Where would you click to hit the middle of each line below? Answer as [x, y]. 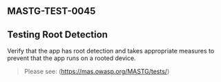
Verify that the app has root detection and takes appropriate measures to [111, 51]
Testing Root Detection [58, 35]
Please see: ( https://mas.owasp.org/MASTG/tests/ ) [97, 72]
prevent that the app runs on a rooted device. [71, 58]
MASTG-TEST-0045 [51, 11]
